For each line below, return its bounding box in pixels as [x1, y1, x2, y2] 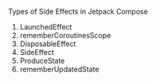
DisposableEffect [19, 39, 76, 49]
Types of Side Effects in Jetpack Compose [8, 7, 149, 16]
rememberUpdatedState [19, 64, 99, 74]
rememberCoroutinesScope [19, 31, 111, 40]
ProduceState [19, 56, 65, 65]
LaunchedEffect [19, 22, 72, 31]
